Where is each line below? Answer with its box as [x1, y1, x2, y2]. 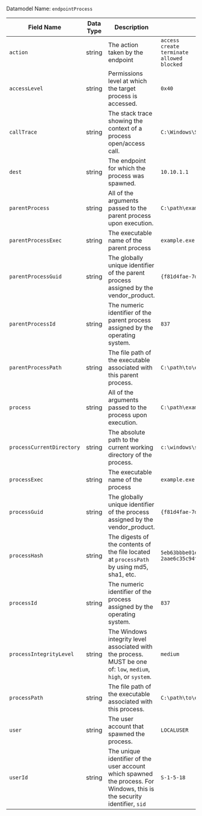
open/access [108, 140, 145, 147]
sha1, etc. [108, 570, 136, 578]
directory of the [108, 451, 152, 459]
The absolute [108, 428, 145, 436]
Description [114, 23, 149, 31]
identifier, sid [108, 800, 146, 808]
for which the [108, 164, 145, 172]
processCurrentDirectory [9, 444, 81, 451]
